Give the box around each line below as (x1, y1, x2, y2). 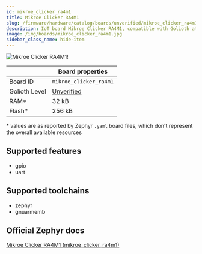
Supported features (6, 146, 82, 156)
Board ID (9, 77, 34, 86)
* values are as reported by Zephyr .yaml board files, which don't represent (6, 122, 193, 129)
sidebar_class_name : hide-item (6, 37, 85, 43)
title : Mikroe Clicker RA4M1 (6, 14, 79, 20)
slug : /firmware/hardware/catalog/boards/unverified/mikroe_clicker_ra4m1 (6, 20, 198, 26)
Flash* (9, 107, 29, 115)
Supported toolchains (6, 186, 90, 196)
